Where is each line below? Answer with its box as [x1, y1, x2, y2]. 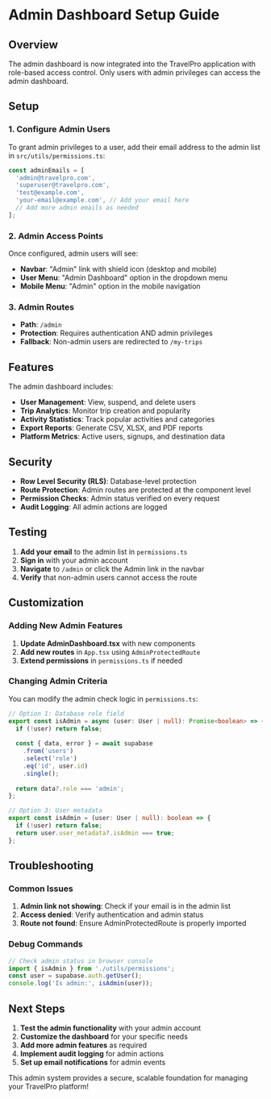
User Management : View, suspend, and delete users [19, 398, 196, 407]
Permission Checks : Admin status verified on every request [19, 493, 220, 503]
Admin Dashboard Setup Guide [8, 6, 220, 24]
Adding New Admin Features [8, 620, 123, 631]
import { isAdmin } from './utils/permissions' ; [8, 964, 175, 972]
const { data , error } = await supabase [15, 739, 153, 747]
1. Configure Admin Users [8, 123, 110, 135]
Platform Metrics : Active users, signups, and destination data [19, 431, 226, 441]
